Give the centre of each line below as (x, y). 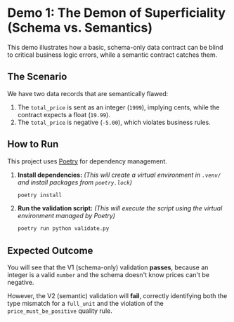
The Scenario (37, 77)
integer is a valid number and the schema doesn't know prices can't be (108, 275)
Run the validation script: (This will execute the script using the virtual (120, 208)
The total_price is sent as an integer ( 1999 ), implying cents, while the (118, 107)
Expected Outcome (50, 250)
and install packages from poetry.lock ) (74, 182)
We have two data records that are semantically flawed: (88, 93)
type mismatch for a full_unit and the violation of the (85, 304)
